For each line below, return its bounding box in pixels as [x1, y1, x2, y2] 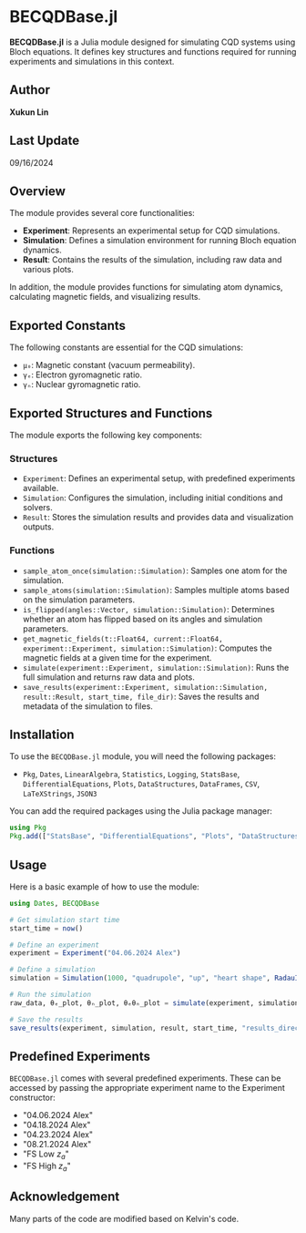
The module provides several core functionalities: [9, 208, 196, 219]
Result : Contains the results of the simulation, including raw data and [22, 254, 282, 265]
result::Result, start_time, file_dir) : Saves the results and [22, 691, 260, 702]
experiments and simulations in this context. [9, 56, 175, 67]
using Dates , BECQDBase [9, 899, 100, 908]
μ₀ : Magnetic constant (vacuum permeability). [22, 360, 196, 371]
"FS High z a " [22, 1160, 71, 1173]
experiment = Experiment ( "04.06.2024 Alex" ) [9, 949, 181, 958]
